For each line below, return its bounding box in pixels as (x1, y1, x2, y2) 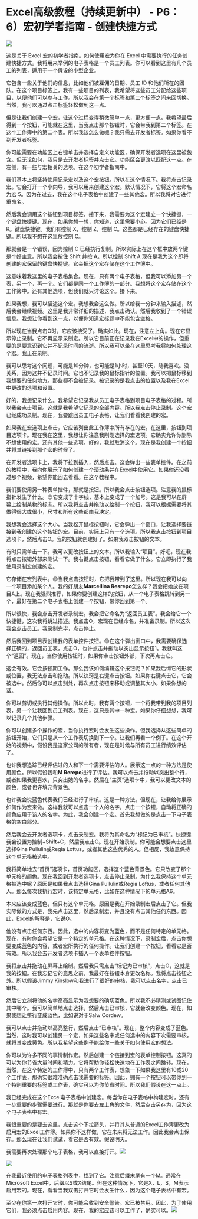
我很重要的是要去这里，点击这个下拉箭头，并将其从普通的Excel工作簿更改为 (6, 1120, 190, 1128)
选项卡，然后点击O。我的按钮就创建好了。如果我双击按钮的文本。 (6, 535, 165, 542)
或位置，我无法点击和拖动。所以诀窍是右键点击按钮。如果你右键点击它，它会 (6, 672, 192, 679)
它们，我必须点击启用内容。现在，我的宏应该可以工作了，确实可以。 (6, 1206, 171, 1214)
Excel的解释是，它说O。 (16, 915, 75, 922)
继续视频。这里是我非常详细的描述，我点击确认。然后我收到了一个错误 (21, 307, 192, 314)
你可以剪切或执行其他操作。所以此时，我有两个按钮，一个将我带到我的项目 (6, 699, 187, 706)
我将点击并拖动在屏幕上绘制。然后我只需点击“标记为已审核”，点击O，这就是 (6, 962, 190, 969)
